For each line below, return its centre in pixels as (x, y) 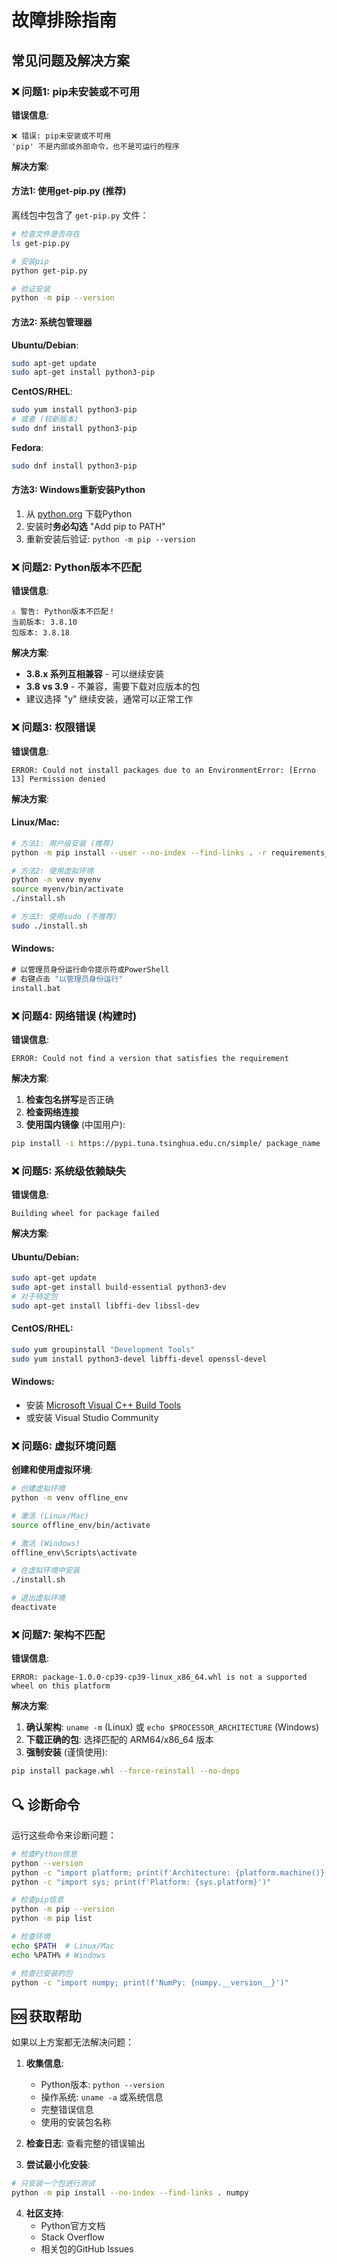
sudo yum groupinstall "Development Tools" (103, 1349)
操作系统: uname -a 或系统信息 (102, 2097)
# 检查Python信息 (44, 1854)
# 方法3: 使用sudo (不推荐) (64, 917)
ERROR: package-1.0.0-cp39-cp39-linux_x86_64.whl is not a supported (159, 1677)
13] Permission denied (58, 779)
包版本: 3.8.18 (40, 633)
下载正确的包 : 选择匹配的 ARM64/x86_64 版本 (119, 1740)
